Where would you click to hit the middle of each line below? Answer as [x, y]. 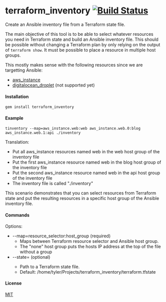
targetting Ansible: [24, 70]
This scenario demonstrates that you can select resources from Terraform [81, 193]
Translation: [17, 142]
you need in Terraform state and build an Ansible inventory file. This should [82, 39]
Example [14, 118]
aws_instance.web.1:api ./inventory [43, 133]
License [14, 283]
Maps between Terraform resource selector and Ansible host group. [89, 241]
